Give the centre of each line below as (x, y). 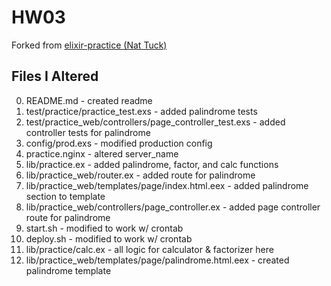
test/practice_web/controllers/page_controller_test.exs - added (155, 122)
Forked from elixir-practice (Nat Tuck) (89, 45)
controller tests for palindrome (88, 132)
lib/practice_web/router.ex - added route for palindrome (140, 175)
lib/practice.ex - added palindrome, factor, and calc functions (152, 164)
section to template (65, 196)
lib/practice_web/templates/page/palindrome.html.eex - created (157, 260)
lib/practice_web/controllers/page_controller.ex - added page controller (173, 207)
